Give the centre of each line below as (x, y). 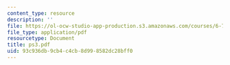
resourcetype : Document (41, 39)
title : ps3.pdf (29, 45)
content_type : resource (41, 13)
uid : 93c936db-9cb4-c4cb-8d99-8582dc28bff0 (70, 51)
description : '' (30, 20)
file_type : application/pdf (47, 32)
